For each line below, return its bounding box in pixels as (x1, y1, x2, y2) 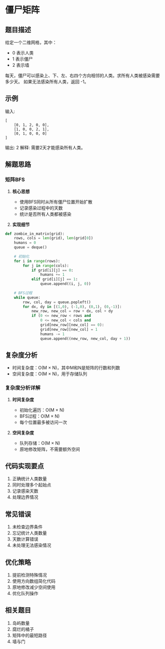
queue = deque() (14, 245, 48, 250)
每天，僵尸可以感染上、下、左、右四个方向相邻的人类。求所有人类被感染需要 (5, 73, 160, 78)
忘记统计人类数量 (12, 530, 47, 536)
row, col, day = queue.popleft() (23, 300, 91, 305)
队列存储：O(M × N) (19, 440, 60, 446)
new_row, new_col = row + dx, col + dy (31, 309, 113, 314)
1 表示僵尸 (12, 56, 33, 62)
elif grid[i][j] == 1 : (31, 277, 78, 282)
